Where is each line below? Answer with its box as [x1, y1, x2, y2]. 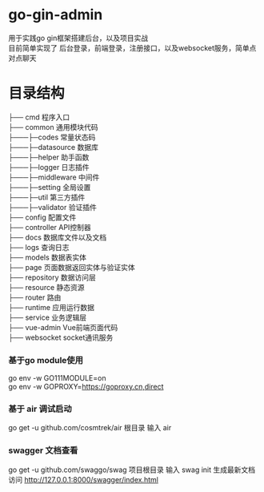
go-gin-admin [8, 6, 103, 24]
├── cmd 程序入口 [8, 112, 70, 122]
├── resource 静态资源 [8, 282, 86, 292]
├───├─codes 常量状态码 [8, 132, 96, 142]
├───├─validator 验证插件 [8, 202, 98, 212]
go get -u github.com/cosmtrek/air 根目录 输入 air [8, 423, 172, 433]
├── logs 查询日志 [8, 242, 70, 252]
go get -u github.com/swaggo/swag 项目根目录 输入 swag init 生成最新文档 [8, 465, 256, 474]
